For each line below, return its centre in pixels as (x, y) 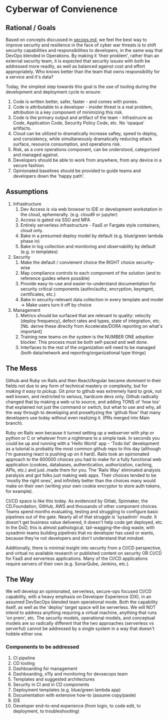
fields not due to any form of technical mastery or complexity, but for (77, 386)
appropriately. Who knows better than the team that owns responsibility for (83, 72)
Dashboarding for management (45, 668)
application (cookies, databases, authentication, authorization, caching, (79, 464)
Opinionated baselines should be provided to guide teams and (77, 171)
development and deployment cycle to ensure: (53, 92)
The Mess (21, 369)
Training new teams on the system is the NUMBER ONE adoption (87, 337)
